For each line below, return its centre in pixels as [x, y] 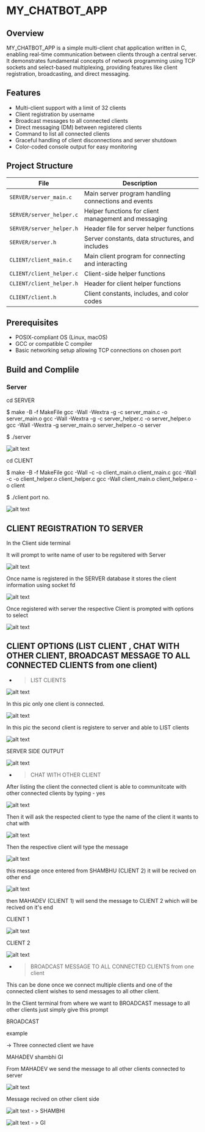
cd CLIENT [20, 461]
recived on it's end [30, 907]
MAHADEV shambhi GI [35, 1057]
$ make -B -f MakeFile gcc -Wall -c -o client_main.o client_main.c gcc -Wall [101, 473]
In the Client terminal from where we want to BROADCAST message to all [98, 1003]
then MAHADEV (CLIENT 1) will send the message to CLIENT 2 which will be [102, 900]
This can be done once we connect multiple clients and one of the [89, 985]
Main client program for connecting [135, 256]
